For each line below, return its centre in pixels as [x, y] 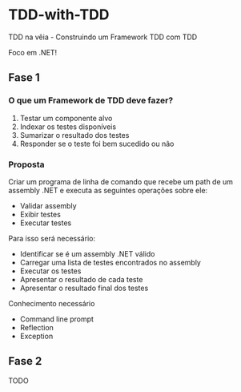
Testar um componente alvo [66, 118]
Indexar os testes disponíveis [68, 127]
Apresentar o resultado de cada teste [81, 279]
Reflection [37, 327]
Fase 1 [24, 78]
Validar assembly [48, 205]
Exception [36, 336]
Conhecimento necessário [52, 303]
